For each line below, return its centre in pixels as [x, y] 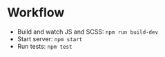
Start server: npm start [50, 38]
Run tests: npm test [45, 46]
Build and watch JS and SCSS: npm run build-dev [88, 32]
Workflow [36, 13]
